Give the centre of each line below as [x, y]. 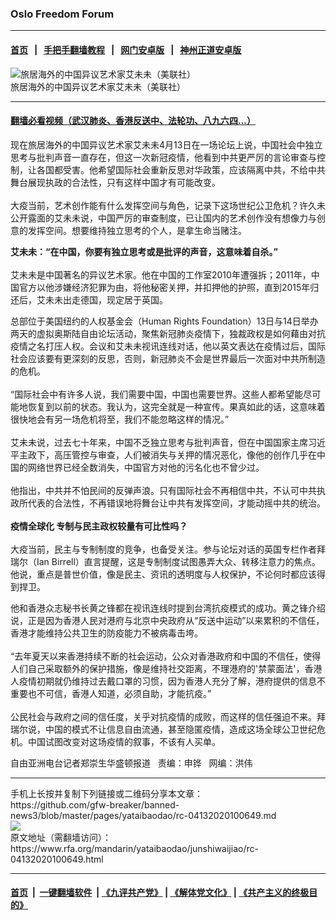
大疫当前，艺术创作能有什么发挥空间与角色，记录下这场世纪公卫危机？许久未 [168, 205]
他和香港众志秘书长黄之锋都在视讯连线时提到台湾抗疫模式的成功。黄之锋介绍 [168, 608]
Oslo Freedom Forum [62, 14]
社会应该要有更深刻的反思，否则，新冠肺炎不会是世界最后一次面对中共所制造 [168, 358]
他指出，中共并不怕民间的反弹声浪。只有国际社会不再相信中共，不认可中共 [163, 490]
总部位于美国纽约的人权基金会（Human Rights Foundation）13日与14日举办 [164, 321]
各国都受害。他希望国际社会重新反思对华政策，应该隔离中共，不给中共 [181, 169]
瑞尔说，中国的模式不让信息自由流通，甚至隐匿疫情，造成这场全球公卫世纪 [163, 729]
